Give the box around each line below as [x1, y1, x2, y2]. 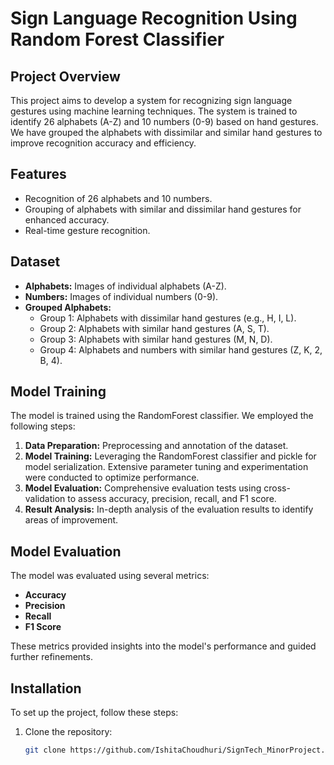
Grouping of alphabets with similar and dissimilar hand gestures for [24, 203, 302, 215]
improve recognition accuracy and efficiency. [10, 137, 197, 149]
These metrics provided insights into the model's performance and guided [10, 640, 317, 652]
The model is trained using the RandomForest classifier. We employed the [10, 410, 314, 422]
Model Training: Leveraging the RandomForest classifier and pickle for [24, 450, 317, 462]
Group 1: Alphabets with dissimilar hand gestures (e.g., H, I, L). [39, 312, 297, 324]
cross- [263, 482, 291, 494]
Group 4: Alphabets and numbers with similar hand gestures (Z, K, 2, [39, 343, 323, 356]
